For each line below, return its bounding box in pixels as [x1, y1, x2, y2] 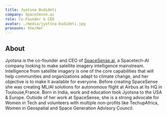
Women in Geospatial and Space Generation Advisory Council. [5, 105, 134, 111]
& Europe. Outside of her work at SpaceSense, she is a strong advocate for [5, 94, 160, 100]
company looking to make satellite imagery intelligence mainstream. [5, 63, 145, 69]
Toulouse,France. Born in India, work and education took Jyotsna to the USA [5, 89, 162, 95]
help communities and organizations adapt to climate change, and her [5, 73, 149, 79]
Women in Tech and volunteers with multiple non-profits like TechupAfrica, [5, 100, 159, 106]
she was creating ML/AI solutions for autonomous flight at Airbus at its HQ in [5, 84, 163, 90]
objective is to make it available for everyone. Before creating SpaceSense [5, 78, 158, 85]
